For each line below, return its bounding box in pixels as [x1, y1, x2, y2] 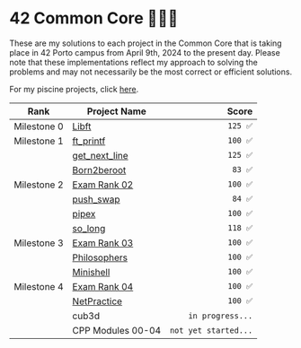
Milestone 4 [13, 280, 65, 292]
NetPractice [72, 295, 123, 308]
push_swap [72, 193, 120, 205]
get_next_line [72, 149, 128, 161]
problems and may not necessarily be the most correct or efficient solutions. [9, 66, 293, 77]
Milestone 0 [13, 120, 65, 133]
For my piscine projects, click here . [9, 83, 139, 94]
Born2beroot [72, 163, 127, 176]
